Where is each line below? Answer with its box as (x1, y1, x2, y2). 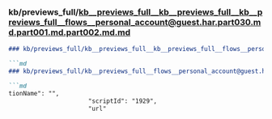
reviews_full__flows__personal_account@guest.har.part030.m (8, 16, 261, 28)
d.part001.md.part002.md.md (8, 27, 131, 38)
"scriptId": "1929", (87, 96, 158, 105)
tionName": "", (8, 89, 60, 97)
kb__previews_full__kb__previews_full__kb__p (78, 6, 263, 18)
